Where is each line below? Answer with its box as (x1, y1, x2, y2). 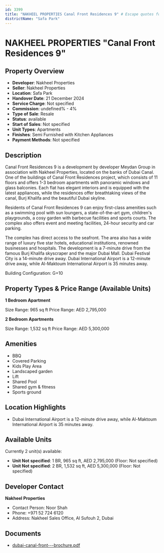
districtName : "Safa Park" (5, 16, 60, 21)
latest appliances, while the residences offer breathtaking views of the (5, 190, 146, 196)
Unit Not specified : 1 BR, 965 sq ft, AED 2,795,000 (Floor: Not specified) (12, 458, 158, 464)
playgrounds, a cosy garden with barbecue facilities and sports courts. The (5, 215, 156, 221)
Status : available (12, 116, 46, 122)
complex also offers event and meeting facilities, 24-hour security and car (5, 220, 154, 226)
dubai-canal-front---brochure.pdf (12, 542, 81, 548)
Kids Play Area (12, 363, 42, 369)
